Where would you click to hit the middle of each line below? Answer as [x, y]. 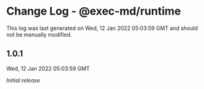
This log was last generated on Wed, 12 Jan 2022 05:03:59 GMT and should [102, 28]
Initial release [23, 80]
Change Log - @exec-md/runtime [94, 11]
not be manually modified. [39, 34]
